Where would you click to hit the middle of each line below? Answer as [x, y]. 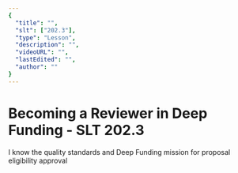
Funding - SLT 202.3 [76, 130]
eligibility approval [38, 160]
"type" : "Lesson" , [46, 38]
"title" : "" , [37, 23]
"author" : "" [37, 67]
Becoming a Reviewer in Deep [108, 113]
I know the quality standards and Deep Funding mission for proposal [119, 152]
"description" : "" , [47, 45]
